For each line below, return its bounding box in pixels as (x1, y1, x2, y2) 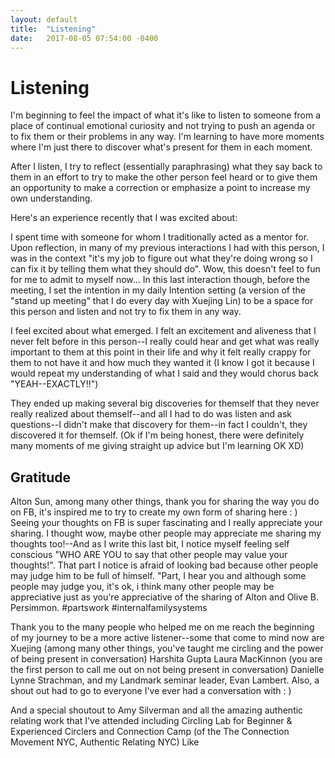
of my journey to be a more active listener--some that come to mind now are (10, 632, 325, 644)
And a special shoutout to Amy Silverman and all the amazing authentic (10, 704, 304, 716)
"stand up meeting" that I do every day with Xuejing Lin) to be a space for (10, 295, 314, 307)
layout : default (10, 14, 78, 25)
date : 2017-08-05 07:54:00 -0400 (10, 33, 159, 43)
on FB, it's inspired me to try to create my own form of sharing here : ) (10, 506, 298, 518)
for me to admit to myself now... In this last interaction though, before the (10, 274, 310, 286)
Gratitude (10, 469, 72, 486)
